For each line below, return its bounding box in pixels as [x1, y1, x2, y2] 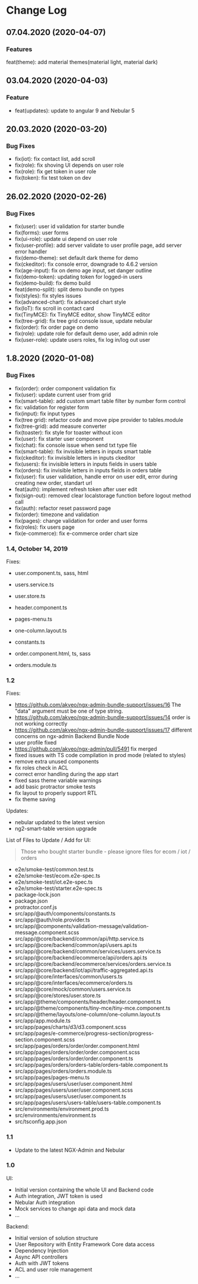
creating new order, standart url [14, 479, 92, 487]
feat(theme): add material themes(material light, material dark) [6, 58, 158, 65]
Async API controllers [14, 1253, 68, 1260]
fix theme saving [14, 796, 56, 803]
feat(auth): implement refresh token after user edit [14, 485, 138, 492]
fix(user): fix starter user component [14, 435, 104, 442]
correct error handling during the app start [14, 771, 119, 778]
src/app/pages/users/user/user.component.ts [14, 1093, 126, 1100]
